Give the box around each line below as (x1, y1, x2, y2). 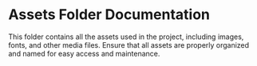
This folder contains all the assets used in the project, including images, (8, 32, 244, 41)
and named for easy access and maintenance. (8, 49, 160, 58)
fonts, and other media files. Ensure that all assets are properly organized (8, 40, 250, 49)
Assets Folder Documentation (8, 6, 210, 24)
